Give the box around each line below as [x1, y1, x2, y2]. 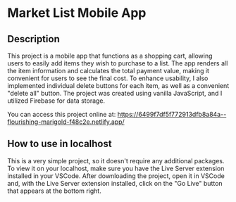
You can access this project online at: [7, 111, 116, 118]
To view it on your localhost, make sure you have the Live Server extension [7, 164, 225, 172]
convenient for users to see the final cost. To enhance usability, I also [7, 74, 209, 82]
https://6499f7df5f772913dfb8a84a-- [117, 111, 227, 118]
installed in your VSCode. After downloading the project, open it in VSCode [7, 171, 225, 180]
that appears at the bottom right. [7, 187, 102, 195]
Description [7, 33, 60, 45]
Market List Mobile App [7, 5, 147, 21]
